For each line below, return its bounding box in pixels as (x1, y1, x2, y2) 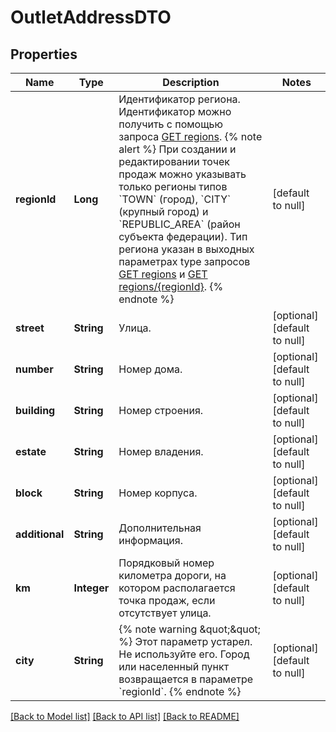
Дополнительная (118, 521, 202, 535)
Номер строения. (118, 404, 204, 417)
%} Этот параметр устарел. (118, 635, 253, 648)
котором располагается (118, 581, 236, 595)
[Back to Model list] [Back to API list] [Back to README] (10, 711, 240, 722)
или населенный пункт (118, 660, 230, 673)
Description (162, 76, 220, 89)
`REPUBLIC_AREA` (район (118, 217, 241, 231)
